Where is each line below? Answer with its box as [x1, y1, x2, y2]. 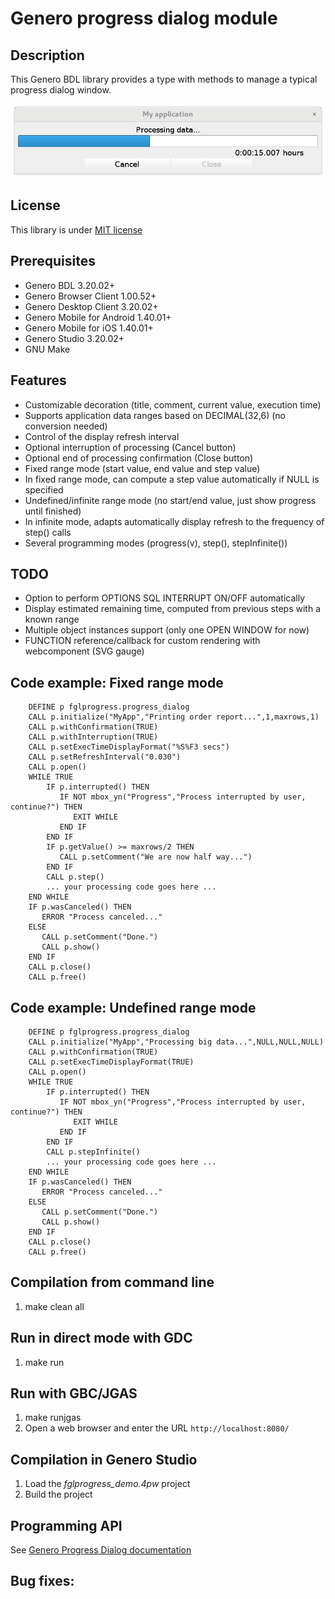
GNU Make [24, 343, 71, 355]
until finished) [24, 505, 82, 517]
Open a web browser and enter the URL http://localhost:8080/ [24, 1422, 290, 1434]
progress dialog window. [10, 84, 112, 96]
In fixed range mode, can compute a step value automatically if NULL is [24, 473, 320, 485]
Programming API [10, 1517, 123, 1534]
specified [24, 483, 64, 496]
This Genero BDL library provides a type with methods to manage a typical [10, 73, 318, 85]
